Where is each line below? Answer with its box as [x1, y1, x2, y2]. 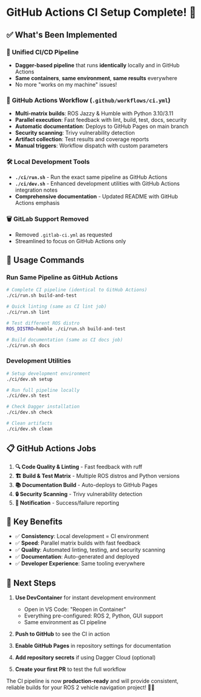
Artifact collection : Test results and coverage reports [15, 136, 150, 143]
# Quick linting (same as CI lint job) [6, 303, 107, 310]
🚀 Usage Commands [6, 255, 85, 266]
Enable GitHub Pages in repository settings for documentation [15, 642, 171, 650]
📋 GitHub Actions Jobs [6, 443, 97, 454]
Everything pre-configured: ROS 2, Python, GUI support [24, 612, 163, 619]
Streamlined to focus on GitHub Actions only [15, 237, 126, 244]
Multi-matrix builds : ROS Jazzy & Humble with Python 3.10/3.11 [15, 110, 174, 117]
